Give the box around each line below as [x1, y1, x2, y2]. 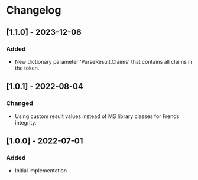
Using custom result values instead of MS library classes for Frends [14, 113, 180, 120]
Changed [6, 99, 34, 107]
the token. [14, 64, 40, 71]
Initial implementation [14, 167, 67, 174]
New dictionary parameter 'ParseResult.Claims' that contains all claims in [14, 58, 193, 65]
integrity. [14, 119, 37, 126]
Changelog [6, 4, 61, 17]
